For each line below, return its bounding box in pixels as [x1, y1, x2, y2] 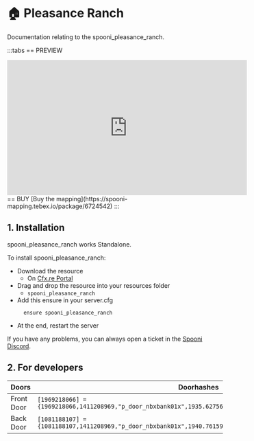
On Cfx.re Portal [27, 274, 73, 282]
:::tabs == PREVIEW [7, 46, 63, 54]
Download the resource [16, 267, 84, 275]
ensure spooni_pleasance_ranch [23, 309, 113, 316]
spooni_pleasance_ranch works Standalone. [7, 240, 132, 248]
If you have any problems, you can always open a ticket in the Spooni [7, 335, 203, 343]
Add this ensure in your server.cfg [16, 296, 114, 304]
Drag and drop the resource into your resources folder [16, 281, 170, 289]
